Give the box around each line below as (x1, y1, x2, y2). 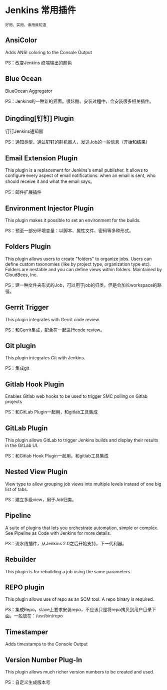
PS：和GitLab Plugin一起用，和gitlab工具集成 (5, 409, 98, 415)
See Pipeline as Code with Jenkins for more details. (5, 530, 111, 536)
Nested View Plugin (5, 468, 68, 476)
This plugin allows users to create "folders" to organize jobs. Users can (5, 256, 152, 262)
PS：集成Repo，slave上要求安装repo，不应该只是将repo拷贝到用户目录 (5, 607, 152, 613)
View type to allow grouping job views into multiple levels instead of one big (5, 481, 161, 487)
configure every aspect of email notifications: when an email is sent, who (5, 172, 156, 178)
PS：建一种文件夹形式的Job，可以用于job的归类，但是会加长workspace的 (5, 282, 157, 288)
